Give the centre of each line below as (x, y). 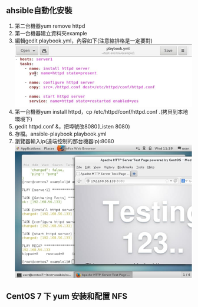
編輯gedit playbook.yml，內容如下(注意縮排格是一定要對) (84, 41)
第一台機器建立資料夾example (51, 33)
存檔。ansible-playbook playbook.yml (60, 134)
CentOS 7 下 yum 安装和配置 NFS (67, 296)
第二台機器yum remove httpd (50, 26)
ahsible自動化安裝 (39, 11)
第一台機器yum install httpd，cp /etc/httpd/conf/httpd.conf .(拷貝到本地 (101, 111)
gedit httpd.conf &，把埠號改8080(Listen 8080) (72, 126)
